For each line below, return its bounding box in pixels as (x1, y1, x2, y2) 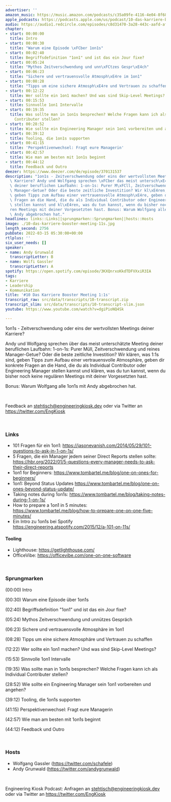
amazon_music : (5, 12, 36, 17)
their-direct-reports (12, 464, 53, 470)
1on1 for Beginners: (12, 469, 53, 476)
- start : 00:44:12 (5, 159, 44, 164)
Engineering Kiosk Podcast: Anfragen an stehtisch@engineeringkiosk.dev (5, 785, 160, 792)
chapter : (5, 27, 24, 32)
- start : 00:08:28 (5, 79, 44, 84)
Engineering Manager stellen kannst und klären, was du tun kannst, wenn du (5, 367, 166, 373)
